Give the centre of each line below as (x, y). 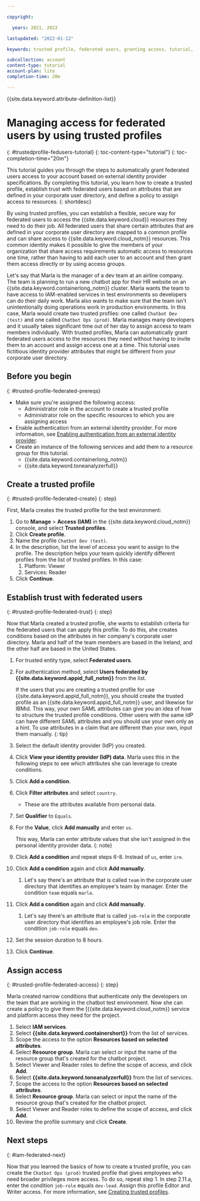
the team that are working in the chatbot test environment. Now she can (95, 1003)
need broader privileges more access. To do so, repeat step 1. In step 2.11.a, (100, 1179)
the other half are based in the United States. (62, 649)
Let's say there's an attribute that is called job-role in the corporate (107, 916)
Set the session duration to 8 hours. (59, 940)
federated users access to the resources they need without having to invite (99, 339)
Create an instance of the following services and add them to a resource (104, 446)
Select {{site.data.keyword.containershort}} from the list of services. (102, 1033)
